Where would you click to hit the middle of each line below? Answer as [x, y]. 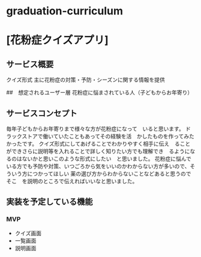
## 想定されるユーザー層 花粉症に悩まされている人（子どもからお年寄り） [100, 93]
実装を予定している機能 [49, 202]
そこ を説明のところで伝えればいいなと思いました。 [72, 181]
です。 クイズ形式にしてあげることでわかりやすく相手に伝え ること [106, 144]
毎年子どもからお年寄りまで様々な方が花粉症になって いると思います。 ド [98, 129]
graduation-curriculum [64, 11]
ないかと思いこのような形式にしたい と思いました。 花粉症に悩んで [107, 159]
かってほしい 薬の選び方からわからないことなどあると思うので [114, 174]
